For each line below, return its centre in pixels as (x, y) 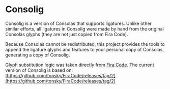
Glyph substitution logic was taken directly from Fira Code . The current (80, 65)
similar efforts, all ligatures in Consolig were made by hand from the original (84, 28)
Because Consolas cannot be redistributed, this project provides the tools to (85, 44)
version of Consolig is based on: (39, 70)
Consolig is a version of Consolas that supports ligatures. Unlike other (78, 23)
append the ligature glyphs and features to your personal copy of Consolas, (85, 49)
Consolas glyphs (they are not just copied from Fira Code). (67, 34)
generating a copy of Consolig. (38, 55)
